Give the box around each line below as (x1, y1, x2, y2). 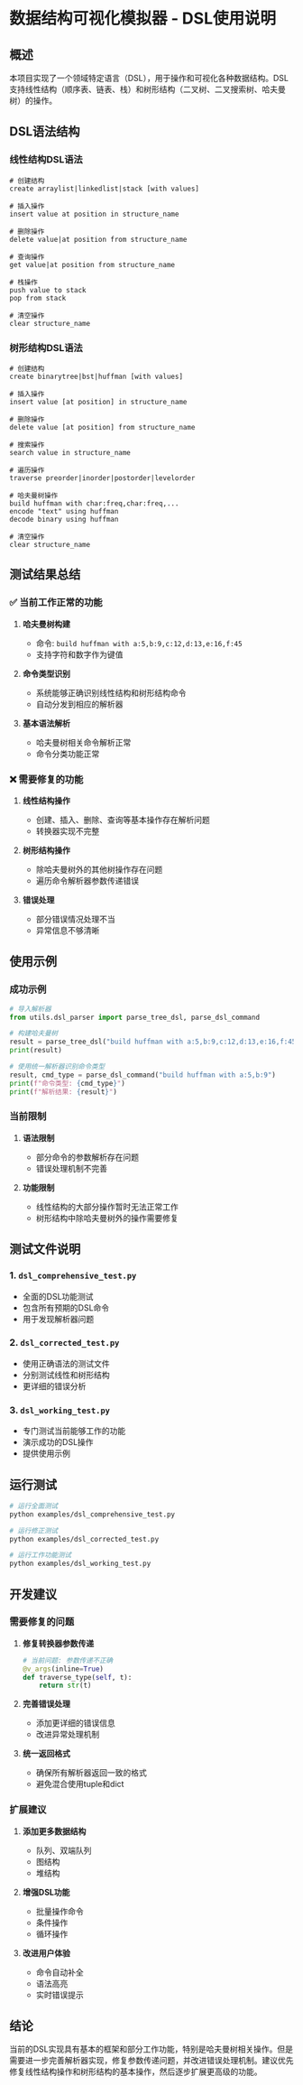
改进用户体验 (22, 1947, 70, 1959)
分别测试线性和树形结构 (22, 1369, 110, 1380)
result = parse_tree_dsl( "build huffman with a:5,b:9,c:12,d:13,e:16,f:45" (9, 1037, 300, 1047)
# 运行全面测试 (9, 1501, 59, 1510)
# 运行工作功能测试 (9, 1551, 72, 1560)
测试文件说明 (9, 1242, 81, 1257)
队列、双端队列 (35, 1845, 92, 1856)
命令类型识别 (22, 668, 70, 679)
